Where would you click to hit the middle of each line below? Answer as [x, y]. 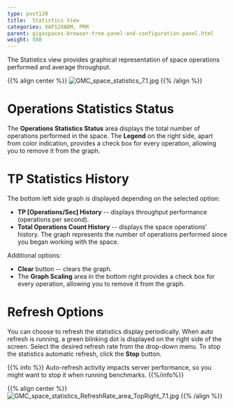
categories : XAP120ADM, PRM [48, 27]
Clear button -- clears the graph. [65, 269]
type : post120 [28, 14]
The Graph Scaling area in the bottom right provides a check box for [116, 276]
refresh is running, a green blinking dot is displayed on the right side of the [115, 339]
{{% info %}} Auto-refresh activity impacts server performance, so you [109, 367]
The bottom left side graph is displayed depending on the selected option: [114, 198]
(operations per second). [53, 219]
